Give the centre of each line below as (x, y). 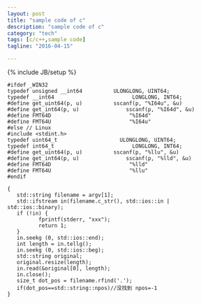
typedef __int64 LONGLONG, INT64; (95, 97)
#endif (17, 177)
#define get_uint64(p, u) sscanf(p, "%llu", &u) (93, 152)
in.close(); (34, 275)
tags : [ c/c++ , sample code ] (46, 40)
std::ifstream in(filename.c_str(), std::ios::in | (93, 201)
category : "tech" (32, 33)
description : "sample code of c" (56, 27)
